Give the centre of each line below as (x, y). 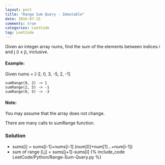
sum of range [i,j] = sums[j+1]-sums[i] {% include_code (68, 152)
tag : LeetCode (20, 33)
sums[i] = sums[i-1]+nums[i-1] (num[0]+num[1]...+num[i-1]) (72, 146)
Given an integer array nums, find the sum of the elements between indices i (82, 47)
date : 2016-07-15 (23, 19)
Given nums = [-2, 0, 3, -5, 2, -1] (38, 74)
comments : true (21, 23)
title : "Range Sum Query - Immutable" (45, 14)
